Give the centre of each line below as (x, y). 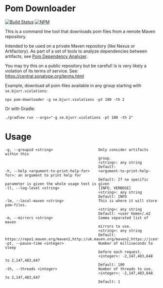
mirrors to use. (115, 226)
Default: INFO (113, 197)
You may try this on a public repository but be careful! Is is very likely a (76, 66)
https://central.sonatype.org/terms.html (44, 76)
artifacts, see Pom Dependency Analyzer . (47, 56)
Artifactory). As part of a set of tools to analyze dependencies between (76, 51)
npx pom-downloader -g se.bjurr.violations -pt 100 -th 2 (65, 99)
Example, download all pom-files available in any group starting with (73, 85)
